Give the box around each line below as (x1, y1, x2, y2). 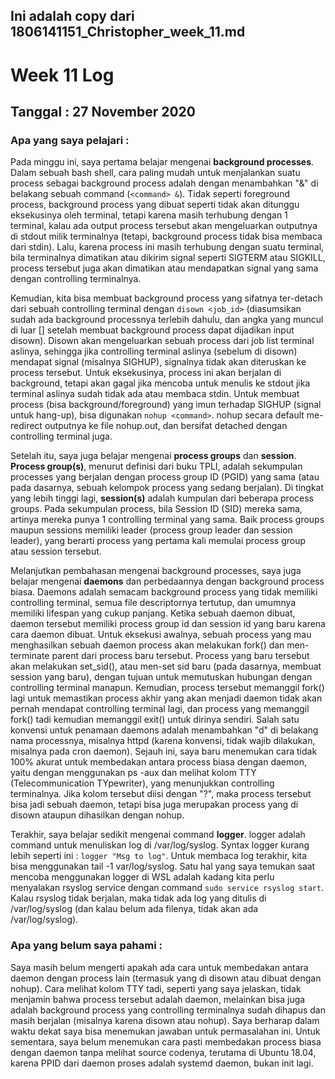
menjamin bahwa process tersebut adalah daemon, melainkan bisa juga (10, 993, 306, 1005)
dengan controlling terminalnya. (10, 273, 142, 285)
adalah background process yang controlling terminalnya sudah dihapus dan (10, 1004, 326, 1016)
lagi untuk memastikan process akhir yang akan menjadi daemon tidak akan (10, 692, 323, 704)
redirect (10, 420, 43, 432)
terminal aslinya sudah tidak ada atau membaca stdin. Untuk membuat (10, 388, 300, 400)
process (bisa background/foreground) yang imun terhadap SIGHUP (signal (10, 399, 322, 411)
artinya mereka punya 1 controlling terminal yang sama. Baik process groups (10, 514, 325, 526)
